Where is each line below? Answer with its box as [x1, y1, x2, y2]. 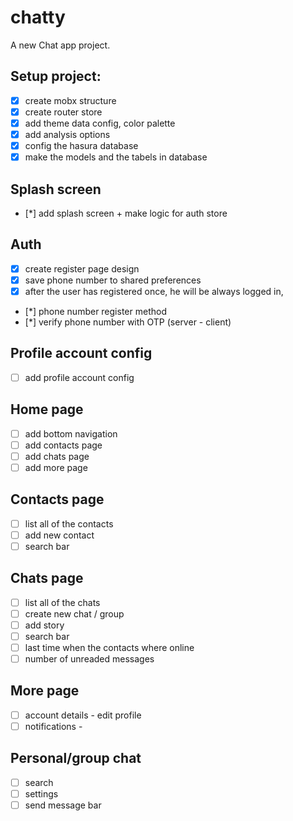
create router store [24, 106, 103, 118]
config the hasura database [24, 140, 139, 151]
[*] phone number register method [24, 305, 167, 317]
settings [24, 787, 59, 800]
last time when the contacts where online [24, 641, 195, 653]
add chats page [24, 450, 90, 462]
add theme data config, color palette [24, 117, 176, 129]
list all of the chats [24, 596, 101, 608]
